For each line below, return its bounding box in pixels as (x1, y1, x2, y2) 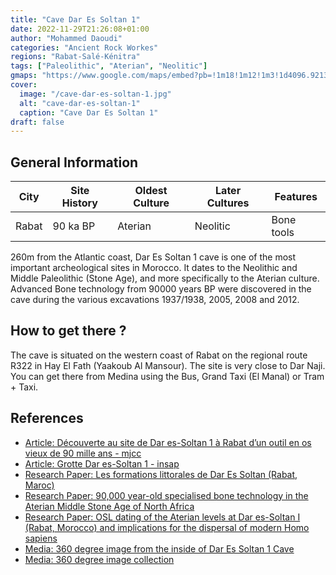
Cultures (206, 196, 250, 210)
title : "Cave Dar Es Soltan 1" (10, 14, 141, 25)
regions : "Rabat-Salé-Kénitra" (10, 52, 141, 62)
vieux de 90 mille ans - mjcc (24, 447, 142, 459)
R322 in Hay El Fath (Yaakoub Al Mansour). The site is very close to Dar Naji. (10, 359, 326, 371)
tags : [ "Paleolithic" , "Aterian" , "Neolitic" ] (10, 61, 208, 71)
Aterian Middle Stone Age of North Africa (24, 500, 195, 512)
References (10, 410, 84, 427)
